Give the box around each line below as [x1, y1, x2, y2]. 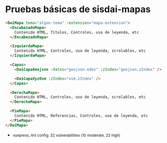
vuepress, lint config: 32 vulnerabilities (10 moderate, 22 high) [12, 133, 120, 138]
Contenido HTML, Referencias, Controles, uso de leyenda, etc [14, 113, 148, 119]
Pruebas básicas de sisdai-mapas [5, 4, 151, 15]
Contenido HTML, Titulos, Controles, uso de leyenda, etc [14, 29, 139, 35]
